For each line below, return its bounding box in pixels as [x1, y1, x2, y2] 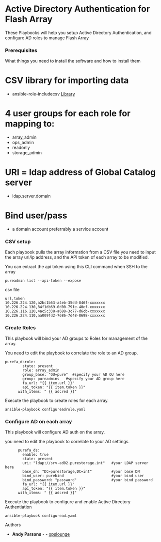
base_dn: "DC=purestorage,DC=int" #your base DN [22, 469, 140, 474]
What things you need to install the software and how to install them [5, 58, 141, 64]
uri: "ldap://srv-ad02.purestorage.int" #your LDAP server [22, 461, 149, 465]
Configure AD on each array [5, 418, 72, 425]
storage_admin [12, 150, 42, 156]
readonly [12, 144, 30, 151]
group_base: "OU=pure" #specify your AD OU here [22, 372, 125, 377]
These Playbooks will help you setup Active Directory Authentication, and [5, 30, 152, 35]
